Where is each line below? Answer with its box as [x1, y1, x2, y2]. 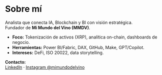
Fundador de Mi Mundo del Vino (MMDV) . [5, 24, 90, 30]
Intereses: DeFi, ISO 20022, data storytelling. [12, 50, 104, 56]
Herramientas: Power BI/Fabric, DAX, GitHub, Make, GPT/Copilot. [12, 44, 145, 50]
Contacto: [5, 59, 26, 65]
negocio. [12, 39, 30, 45]
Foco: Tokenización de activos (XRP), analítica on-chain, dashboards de [12, 34, 158, 40]
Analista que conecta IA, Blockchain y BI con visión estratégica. [5, 19, 133, 25]
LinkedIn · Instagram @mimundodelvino [5, 64, 85, 70]
